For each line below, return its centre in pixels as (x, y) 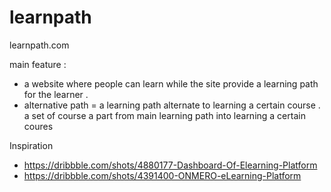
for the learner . (56, 94)
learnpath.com (39, 45)
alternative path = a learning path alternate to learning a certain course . (172, 105)
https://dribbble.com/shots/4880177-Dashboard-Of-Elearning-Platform (170, 165)
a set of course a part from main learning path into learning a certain (164, 115)
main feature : (38, 64)
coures (38, 126)
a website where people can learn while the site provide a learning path (171, 83)
